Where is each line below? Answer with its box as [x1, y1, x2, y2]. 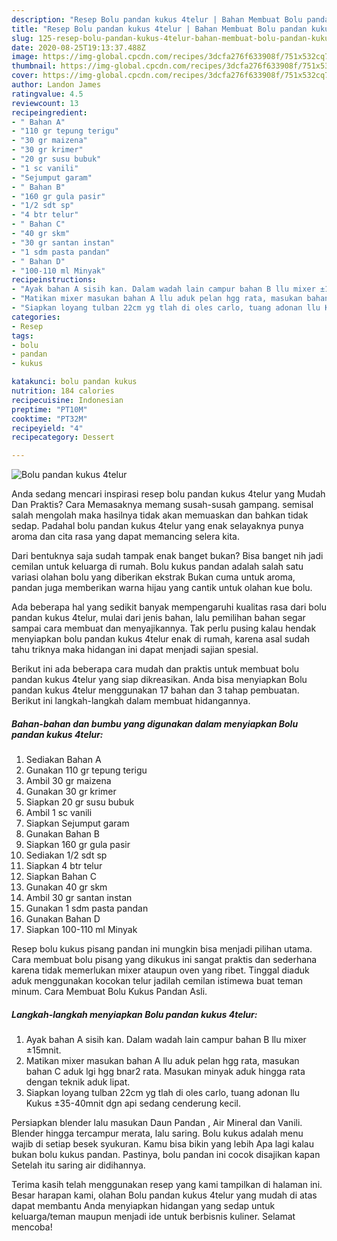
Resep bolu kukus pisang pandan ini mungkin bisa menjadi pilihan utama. [11, 943, 313, 955]
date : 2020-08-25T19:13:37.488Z [11, 42, 146, 53]
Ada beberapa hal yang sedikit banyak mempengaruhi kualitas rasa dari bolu [11, 601, 327, 613]
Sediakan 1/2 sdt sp [25, 849, 108, 861]
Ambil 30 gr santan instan [25, 892, 133, 904]
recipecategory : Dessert [11, 432, 115, 443]
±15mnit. [25, 1044, 62, 1056]
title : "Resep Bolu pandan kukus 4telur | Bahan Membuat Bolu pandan [11, 24, 308, 34]
